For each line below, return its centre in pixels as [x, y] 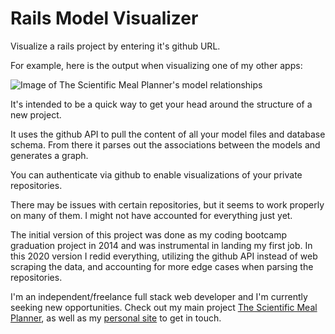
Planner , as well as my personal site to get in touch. [116, 318]
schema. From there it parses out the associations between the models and [165, 144]
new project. [36, 114]
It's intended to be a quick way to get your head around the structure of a [161, 104]
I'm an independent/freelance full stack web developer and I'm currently [159, 296]
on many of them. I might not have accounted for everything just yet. [151, 215]
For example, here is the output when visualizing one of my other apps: [156, 65]
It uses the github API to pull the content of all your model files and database [168, 134]
